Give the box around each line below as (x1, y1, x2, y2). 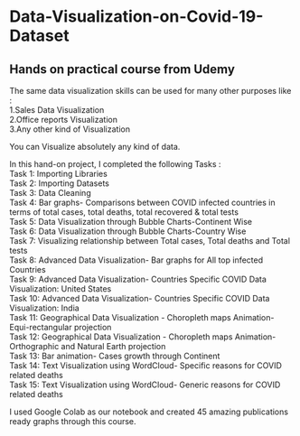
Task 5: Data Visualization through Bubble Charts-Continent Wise (9, 217, 253, 227)
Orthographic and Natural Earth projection (9, 341, 166, 351)
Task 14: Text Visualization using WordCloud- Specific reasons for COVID (9, 360, 283, 371)
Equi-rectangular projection (9, 322, 112, 332)
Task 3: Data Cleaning (9, 188, 92, 198)
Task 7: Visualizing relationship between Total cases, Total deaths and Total (9, 236, 291, 246)
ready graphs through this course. (9, 416, 137, 426)
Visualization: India (9, 302, 80, 313)
